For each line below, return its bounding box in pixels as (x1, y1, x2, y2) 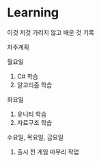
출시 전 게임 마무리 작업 (16, 148, 80, 156)
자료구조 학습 (16, 118, 53, 126)
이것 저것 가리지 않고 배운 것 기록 (7, 28, 94, 36)
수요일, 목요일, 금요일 (7, 132, 63, 141)
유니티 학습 (16, 110, 47, 118)
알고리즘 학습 (16, 80, 53, 89)
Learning (7, 5, 59, 21)
